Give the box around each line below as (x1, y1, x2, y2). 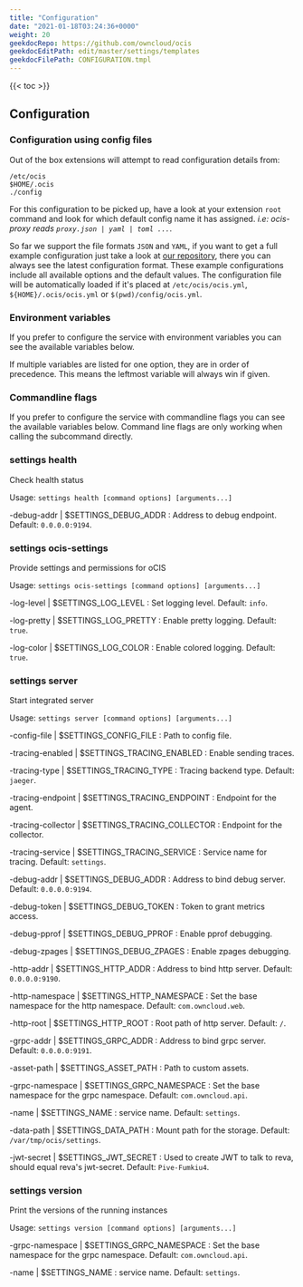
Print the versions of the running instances (9, 1205, 168, 1215)
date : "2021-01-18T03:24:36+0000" (9, 22, 140, 31)
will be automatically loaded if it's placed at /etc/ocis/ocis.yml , (9, 278, 248, 290)
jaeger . (9, 775, 36, 786)
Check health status (9, 474, 84, 485)
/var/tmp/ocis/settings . (9, 1135, 101, 1146)
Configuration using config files (9, 133, 153, 146)
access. (9, 911, 39, 922)
